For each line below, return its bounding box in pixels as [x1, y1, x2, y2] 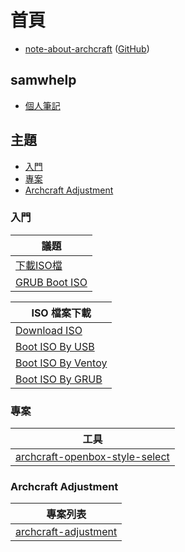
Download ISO [15, 323, 83, 337]
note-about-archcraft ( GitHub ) [24, 42, 150, 55]
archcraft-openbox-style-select [15, 450, 170, 464]
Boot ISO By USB [15, 339, 95, 353]
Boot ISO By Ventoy [15, 356, 108, 370]
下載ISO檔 [15, 258, 63, 272]
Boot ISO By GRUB [15, 372, 103, 386]
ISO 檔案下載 [31, 306, 92, 320]
